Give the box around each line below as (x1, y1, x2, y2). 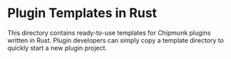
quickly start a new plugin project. (7, 43, 108, 52)
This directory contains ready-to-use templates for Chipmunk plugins (7, 28, 211, 37)
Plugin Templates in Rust (7, 5, 158, 21)
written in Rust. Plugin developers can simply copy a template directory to (7, 36, 225, 44)
